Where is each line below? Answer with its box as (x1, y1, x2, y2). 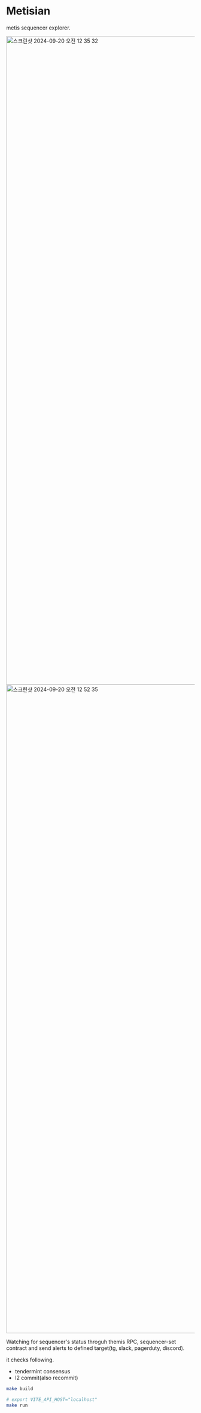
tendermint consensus (14, 1367, 71, 1375)
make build (6, 1385, 33, 1391)
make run (6, 1402, 28, 1408)
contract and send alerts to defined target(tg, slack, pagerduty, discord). (6, 1344, 185, 1352)
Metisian (6, 4, 51, 18)
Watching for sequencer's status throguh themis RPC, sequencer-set (6, 1338, 176, 1345)
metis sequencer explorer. (6, 24, 71, 31)
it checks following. (6, 1356, 54, 1363)
